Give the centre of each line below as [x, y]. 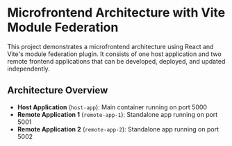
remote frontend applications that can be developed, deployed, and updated [116, 61]
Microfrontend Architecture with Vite [116, 13]
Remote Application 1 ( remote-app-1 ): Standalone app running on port [117, 114]
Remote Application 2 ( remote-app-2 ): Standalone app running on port [118, 129]
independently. [28, 69]
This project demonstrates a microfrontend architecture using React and [110, 46]
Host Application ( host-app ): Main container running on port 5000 [112, 107]
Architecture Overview [58, 90]
